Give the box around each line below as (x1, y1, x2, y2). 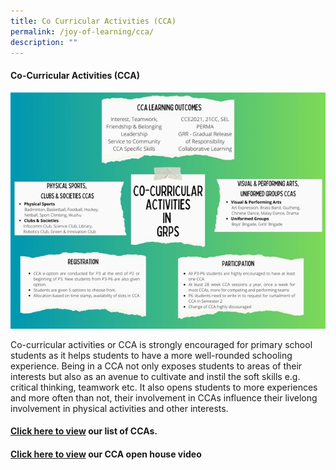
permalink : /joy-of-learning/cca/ (10, 26, 155, 37)
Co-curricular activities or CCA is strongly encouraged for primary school (10, 338, 313, 350)
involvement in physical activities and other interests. (10, 402, 229, 414)
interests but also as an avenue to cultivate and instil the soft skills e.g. (10, 370, 301, 382)
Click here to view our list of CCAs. (10, 425, 158, 437)
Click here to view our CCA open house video (10, 448, 202, 460)
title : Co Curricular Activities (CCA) (10, 16, 177, 26)
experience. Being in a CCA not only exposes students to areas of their (10, 360, 303, 372)
